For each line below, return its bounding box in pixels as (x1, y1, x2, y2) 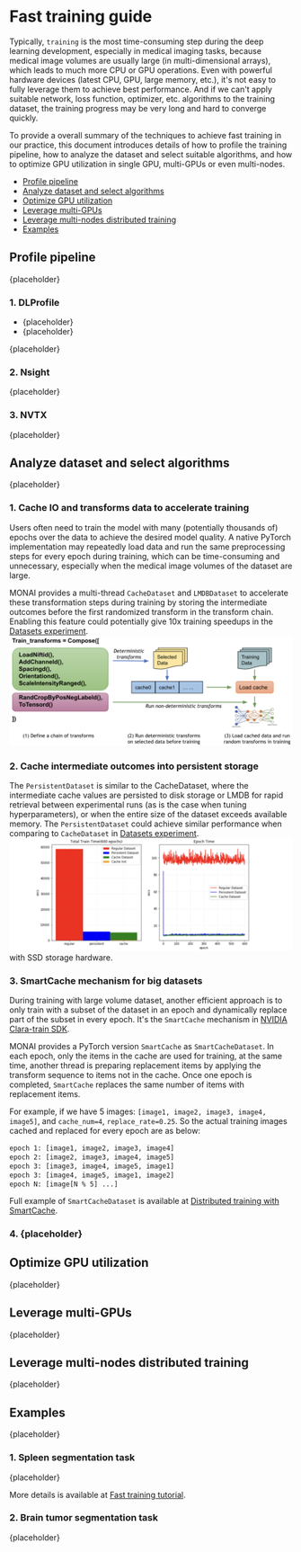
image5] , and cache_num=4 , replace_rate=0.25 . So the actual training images (9, 1116, 288, 1127)
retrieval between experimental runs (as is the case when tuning (9, 798, 247, 810)
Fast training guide (9, 6, 153, 27)
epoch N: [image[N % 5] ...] (9, 1180, 119, 1189)
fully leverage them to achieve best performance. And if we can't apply (9, 84, 272, 94)
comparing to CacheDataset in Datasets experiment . (9, 827, 199, 838)
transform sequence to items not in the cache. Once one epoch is (9, 1070, 252, 1081)
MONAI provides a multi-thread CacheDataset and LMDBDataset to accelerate (9, 587, 289, 598)
